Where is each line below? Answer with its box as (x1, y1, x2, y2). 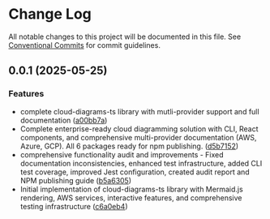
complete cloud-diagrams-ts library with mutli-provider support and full (19, 106, 259, 116)
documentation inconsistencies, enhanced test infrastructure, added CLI (19, 158, 263, 168)
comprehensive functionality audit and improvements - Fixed (19, 149, 225, 159)
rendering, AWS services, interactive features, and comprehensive (19, 192, 242, 203)
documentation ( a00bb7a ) (19, 115, 108, 125)
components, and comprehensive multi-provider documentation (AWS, (19, 132, 257, 142)
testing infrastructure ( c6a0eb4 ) (19, 201, 128, 211)
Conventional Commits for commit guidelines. (8, 40, 161, 49)
